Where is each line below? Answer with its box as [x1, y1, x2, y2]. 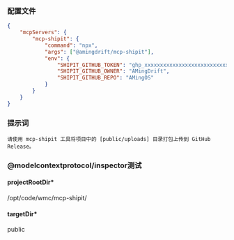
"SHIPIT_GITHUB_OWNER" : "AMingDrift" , [56, 68, 170, 75]
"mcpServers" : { [19, 29, 68, 36]
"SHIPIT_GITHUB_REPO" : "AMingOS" [56, 75, 155, 82]
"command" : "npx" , [44, 42, 98, 49]
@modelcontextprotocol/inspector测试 [7, 160, 142, 170]
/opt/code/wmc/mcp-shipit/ [7, 194, 87, 202]
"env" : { [44, 54, 70, 62]
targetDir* [7, 209, 38, 218]
